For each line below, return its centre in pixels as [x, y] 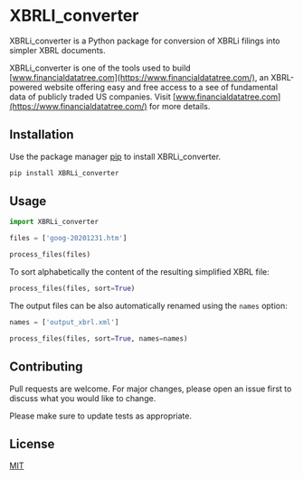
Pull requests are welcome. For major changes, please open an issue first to [151, 389]
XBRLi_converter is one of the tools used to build [100, 68]
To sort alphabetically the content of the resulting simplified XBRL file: [139, 272]
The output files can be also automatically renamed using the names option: [148, 305]
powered [26, 87]
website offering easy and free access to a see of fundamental [161, 87]
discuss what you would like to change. [83, 398]
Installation [42, 135]
